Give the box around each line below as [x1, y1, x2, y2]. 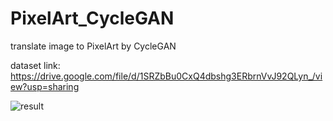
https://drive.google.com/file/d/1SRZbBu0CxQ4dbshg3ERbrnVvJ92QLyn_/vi [10, 70, 323, 82]
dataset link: [10, 59, 61, 71]
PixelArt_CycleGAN [10, 7, 175, 30]
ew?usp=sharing [10, 80, 80, 92]
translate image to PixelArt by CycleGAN [10, 40, 177, 52]
